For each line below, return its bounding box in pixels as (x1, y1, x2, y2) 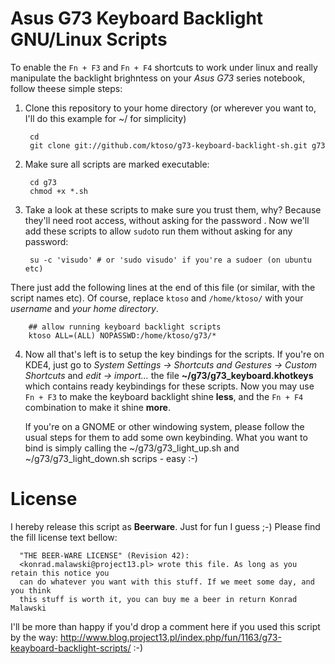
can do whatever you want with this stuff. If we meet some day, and (19, 577, 315, 587)
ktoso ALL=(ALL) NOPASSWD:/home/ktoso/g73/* (28, 330, 217, 341)
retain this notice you (10, 568, 110, 578)
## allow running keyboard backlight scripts (28, 322, 222, 332)
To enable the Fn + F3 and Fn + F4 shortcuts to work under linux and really (10, 61, 318, 73)
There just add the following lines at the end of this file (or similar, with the (10, 281, 316, 293)
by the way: (10, 631, 59, 643)
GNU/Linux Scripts (10, 28, 168, 51)
